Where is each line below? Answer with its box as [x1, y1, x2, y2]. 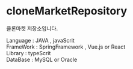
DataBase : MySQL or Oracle [6, 56, 78, 63]
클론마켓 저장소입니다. [6, 25, 58, 32]
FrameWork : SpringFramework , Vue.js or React [6, 43, 126, 50]
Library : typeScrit [6, 49, 51, 56]
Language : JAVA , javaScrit [6, 37, 75, 44]
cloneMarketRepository [6, 4, 128, 18]
